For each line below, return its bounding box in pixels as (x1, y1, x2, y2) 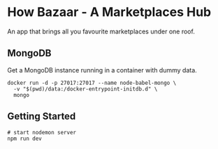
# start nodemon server (7, 129, 77, 136)
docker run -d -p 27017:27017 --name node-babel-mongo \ (7, 79, 177, 86)
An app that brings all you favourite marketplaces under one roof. (7, 27, 196, 36)
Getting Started (7, 111, 76, 123)
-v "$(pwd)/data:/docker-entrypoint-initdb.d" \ (13, 85, 158, 93)
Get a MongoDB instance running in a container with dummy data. (7, 65, 197, 74)
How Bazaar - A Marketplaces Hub (7, 4, 212, 20)
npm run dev (7, 135, 42, 142)
